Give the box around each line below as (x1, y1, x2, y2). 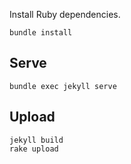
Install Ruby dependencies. (9, 9, 121, 20)
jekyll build (9, 135, 64, 145)
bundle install (9, 28, 73, 38)
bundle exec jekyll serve (9, 81, 117, 91)
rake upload (9, 144, 59, 154)
